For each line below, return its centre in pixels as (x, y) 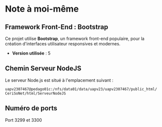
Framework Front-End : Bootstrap (57, 27)
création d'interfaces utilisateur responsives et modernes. (63, 44)
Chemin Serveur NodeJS (43, 68)
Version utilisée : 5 (31, 53)
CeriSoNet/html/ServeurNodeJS (36, 93)
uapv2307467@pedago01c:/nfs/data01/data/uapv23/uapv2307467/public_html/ (81, 89)
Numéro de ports (31, 108)
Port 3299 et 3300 (24, 120)
